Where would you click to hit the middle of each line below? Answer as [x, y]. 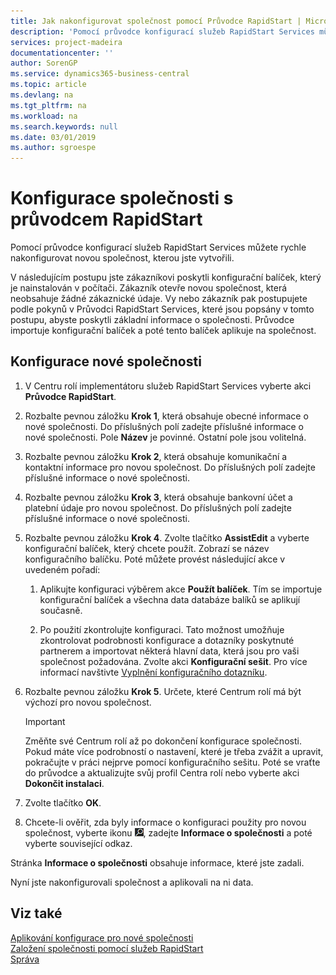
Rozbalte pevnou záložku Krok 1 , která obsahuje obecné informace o [166, 416]
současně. [61, 610]
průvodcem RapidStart [106, 219]
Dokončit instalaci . [64, 783]
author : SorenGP [44, 63]
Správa [25, 959]
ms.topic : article [48, 85]
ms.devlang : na [42, 95]
